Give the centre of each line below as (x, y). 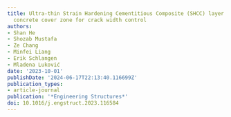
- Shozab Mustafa (32, 39)
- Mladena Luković (34, 65)
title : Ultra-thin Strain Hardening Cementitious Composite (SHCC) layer (116, 13)
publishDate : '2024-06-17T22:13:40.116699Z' (72, 77)
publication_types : (35, 84)
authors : (20, 26)
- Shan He (21, 33)
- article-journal (34, 90)
